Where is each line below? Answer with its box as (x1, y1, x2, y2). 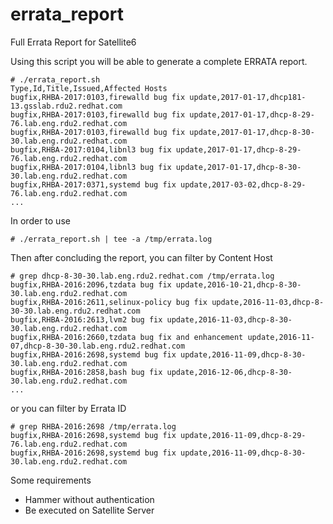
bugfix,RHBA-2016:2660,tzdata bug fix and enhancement (10, 332, 244, 342)
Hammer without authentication (24, 493, 155, 505)
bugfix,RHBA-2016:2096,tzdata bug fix (10, 279, 172, 290)
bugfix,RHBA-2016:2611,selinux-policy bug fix (10, 297, 208, 307)
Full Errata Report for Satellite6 (10, 36, 137, 48)
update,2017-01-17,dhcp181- (189, 92, 307, 102)
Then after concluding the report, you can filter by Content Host (10, 251, 273, 263)
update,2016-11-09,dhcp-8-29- (180, 430, 307, 440)
